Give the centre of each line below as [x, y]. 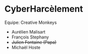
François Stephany [30, 37]
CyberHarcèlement [44, 9]
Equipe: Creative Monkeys [31, 22]
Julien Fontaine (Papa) [34, 42]
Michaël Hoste [26, 47]
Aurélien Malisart [28, 32]
